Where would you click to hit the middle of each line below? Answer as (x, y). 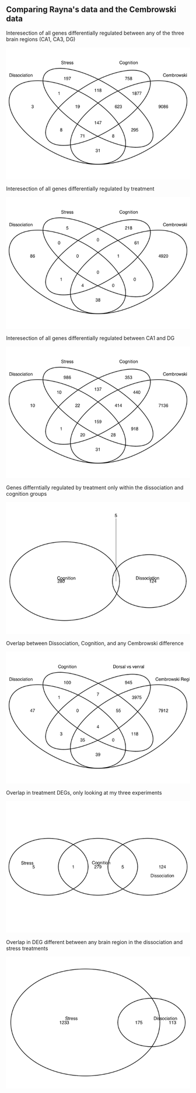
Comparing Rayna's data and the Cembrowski (91, 10)
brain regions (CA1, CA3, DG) (41, 39)
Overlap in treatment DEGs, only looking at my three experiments (84, 792)
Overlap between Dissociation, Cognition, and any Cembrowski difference (95, 643)
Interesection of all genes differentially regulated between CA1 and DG (90, 338)
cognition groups (27, 493)
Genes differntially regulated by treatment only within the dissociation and (95, 487)
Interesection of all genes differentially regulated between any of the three (95, 33)
